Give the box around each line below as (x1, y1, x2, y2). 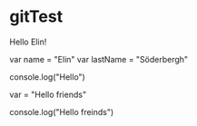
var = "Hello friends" (9, 89, 87, 100)
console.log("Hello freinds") (9, 106, 114, 117)
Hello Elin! (9, 36, 47, 47)
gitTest (9, 6, 64, 27)
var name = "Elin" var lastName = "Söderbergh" (9, 53, 189, 64)
